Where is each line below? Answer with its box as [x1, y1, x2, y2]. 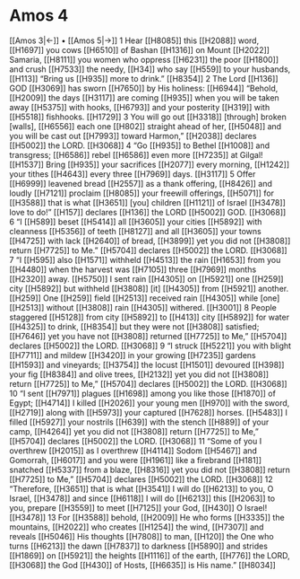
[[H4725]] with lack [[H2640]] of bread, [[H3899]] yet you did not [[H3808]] [9, 235, 291, 246]
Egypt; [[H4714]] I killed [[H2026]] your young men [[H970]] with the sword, [9, 397, 290, 408]
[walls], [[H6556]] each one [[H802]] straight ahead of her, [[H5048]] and [9, 120, 282, 131]
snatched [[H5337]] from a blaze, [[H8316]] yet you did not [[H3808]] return [9, 464, 291, 475]
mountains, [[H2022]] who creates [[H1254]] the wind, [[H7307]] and [9, 522, 264, 532]
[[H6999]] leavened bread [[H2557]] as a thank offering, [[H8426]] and [9, 178, 273, 189]
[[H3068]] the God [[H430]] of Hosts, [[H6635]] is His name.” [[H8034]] [9, 559, 276, 570]
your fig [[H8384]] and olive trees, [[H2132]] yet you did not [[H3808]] [9, 369, 270, 380]
